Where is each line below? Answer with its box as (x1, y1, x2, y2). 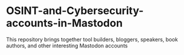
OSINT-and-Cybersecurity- (6, 4, 144, 18)
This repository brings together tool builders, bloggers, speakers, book (6, 36, 178, 43)
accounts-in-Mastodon (6, 16, 123, 30)
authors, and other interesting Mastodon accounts (6, 42, 128, 49)
